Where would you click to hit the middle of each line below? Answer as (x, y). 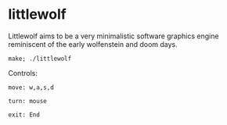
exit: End (24, 115)
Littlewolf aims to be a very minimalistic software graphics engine (113, 36)
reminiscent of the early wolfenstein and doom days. (93, 44)
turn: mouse (27, 101)
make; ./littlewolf (40, 59)
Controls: (23, 73)
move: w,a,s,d (31, 87)
